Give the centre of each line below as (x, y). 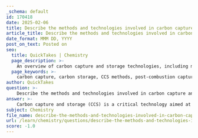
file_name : (19, 115)
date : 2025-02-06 (27, 22)
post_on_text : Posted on (37, 45)
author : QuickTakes (30, 83)
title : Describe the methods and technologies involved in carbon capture (100, 28)
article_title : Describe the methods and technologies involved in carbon (100, 33)
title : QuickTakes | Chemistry (50, 55)
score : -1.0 (21, 126)
